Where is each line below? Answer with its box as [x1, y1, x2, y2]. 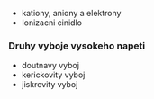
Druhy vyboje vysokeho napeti [8, 40, 146, 52]
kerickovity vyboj [21, 69, 86, 80]
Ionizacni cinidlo [21, 17, 83, 28]
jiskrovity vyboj [21, 79, 78, 90]
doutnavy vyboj [21, 60, 80, 71]
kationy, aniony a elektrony [21, 8, 122, 18]
